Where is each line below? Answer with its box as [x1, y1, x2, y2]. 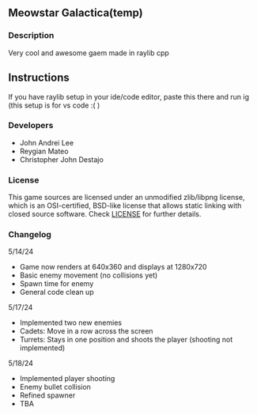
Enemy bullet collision [19, 383, 91, 392]
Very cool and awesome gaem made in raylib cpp [8, 47, 170, 58]
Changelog [8, 229, 51, 240]
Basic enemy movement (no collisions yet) [19, 270, 158, 280]
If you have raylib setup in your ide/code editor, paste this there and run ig [8, 92, 250, 101]
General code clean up [19, 288, 94, 297]
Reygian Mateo [19, 146, 69, 156]
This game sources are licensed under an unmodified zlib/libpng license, [8, 193, 245, 202]
